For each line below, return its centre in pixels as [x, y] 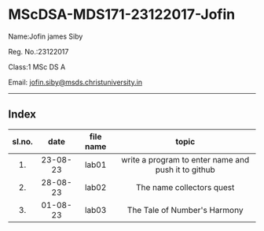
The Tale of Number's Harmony [185, 210]
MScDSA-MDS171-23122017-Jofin [122, 15]
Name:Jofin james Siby [46, 36]
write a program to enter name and [185, 159]
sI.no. [22, 141]
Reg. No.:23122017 [38, 51]
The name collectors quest [185, 187]
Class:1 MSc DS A [37, 67]
